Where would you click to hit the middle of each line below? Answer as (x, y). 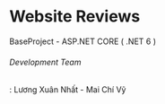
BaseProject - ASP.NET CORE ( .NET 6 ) (83, 41)
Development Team (45, 62)
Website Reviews (75, 17)
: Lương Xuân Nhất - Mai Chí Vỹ (68, 90)
